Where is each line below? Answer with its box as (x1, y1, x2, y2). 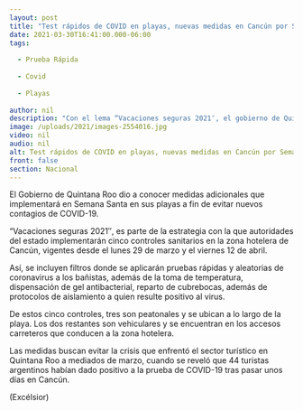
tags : (9, 38, 30, 48)
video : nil (9, 131, 50, 140)
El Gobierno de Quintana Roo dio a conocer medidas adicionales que (9, 189, 265, 200)
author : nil (9, 106, 54, 115)
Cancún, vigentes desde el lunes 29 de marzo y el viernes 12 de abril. (9, 245, 268, 256)
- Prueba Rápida (17, 55, 78, 64)
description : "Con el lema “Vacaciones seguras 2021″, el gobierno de (9, 114, 280, 123)
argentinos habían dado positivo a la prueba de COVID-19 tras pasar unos (9, 365, 283, 376)
